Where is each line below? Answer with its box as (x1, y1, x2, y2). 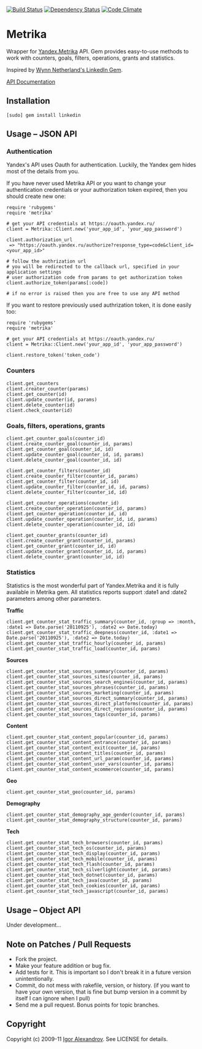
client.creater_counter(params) (6, 386, 89, 392)
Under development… (6, 921, 61, 928)
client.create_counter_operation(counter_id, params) (6, 505, 147, 512)
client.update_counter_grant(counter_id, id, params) (6, 548, 147, 555)
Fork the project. (15, 955, 58, 962)
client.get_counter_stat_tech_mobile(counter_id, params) (6, 856, 158, 862)
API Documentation (6, 77, 55, 85)
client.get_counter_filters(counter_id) (6, 468, 112, 474)
